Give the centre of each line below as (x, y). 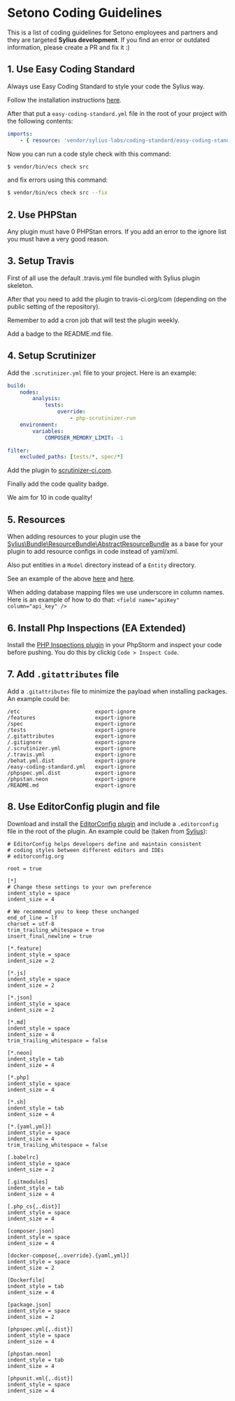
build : (17, 385)
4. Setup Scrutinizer (52, 356)
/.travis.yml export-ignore (72, 755)
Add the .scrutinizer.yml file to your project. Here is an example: (102, 373)
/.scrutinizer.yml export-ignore (72, 748)
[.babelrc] (23, 1157)
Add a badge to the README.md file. (60, 333)
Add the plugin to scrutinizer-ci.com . (60, 470)
